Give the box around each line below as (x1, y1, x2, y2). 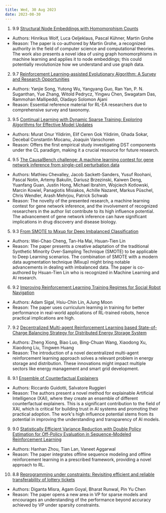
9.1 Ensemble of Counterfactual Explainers (12, 375, 99, 381)
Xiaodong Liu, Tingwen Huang (12, 344, 74, 350)
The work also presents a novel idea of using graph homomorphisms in (12, 50, 157, 57)
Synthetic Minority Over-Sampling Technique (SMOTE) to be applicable (12, 248, 158, 254)
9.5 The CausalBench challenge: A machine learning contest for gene (12, 156, 154, 162)
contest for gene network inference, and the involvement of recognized (12, 203, 158, 209)
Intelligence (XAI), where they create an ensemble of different (12, 395, 138, 401)
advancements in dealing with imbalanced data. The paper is (12, 264, 137, 270)
